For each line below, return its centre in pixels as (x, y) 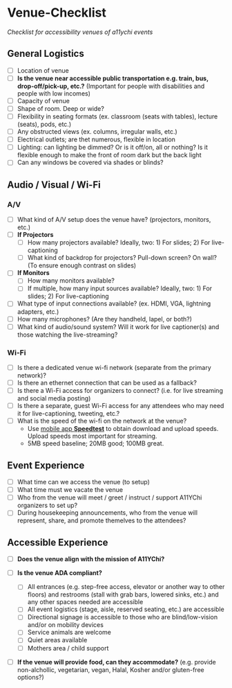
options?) (31, 677)
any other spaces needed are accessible (85, 602)
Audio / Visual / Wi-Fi (54, 185)
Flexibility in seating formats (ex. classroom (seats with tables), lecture (117, 116)
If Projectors (35, 235)
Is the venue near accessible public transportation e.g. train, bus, (113, 78)
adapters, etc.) (38, 311)
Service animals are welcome (69, 633)
